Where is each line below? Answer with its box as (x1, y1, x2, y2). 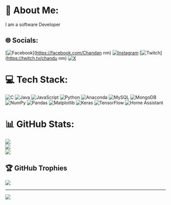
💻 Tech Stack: (5, 74, 68, 85)
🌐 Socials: (5, 36, 39, 45)
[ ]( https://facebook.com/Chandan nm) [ (5, 49, 141, 55)
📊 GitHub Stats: (5, 118, 75, 130)
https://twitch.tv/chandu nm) (7, 55, 67, 61)
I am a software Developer (5, 21, 61, 27)
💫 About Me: (5, 5, 59, 16)
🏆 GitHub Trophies (5, 164, 68, 172)
